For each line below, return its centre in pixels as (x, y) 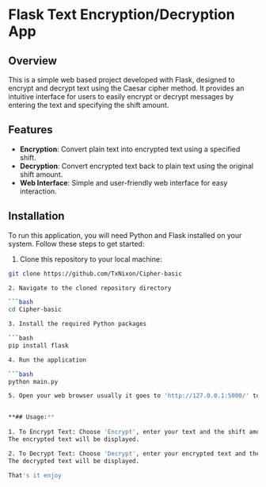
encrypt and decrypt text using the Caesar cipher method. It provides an (126, 88)
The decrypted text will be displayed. (74, 461)
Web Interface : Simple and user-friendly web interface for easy (123, 182)
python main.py (33, 382)
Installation (36, 216)
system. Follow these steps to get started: (76, 243)
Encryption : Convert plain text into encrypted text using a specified (130, 149)
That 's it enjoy (35, 475)
